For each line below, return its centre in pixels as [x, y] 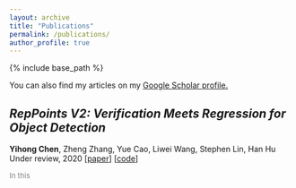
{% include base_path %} [57, 68]
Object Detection [57, 128]
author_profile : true [50, 43]
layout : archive [39, 17]
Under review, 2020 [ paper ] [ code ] [74, 158]
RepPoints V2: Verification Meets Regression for [148, 113]
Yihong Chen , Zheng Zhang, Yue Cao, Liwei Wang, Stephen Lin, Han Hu [143, 150]
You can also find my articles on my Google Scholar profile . [119, 85]
